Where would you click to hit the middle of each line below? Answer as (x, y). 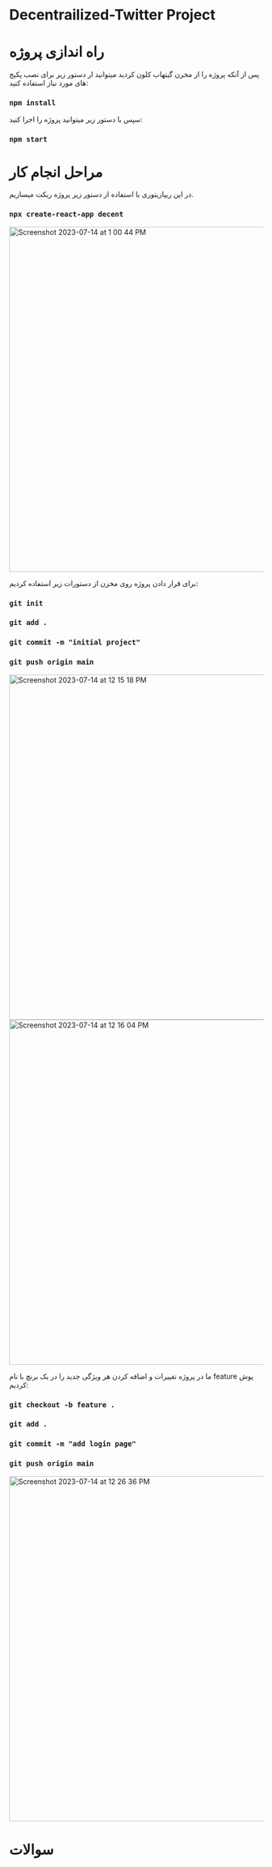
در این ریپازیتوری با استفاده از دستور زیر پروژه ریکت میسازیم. (102, 194)
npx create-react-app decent (67, 215)
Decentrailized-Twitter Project (113, 15)
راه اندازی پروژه (56, 52)
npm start (28, 140)
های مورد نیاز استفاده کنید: (49, 83)
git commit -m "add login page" (73, 1444)
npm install (33, 103)
